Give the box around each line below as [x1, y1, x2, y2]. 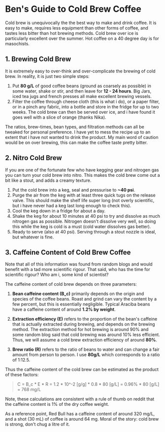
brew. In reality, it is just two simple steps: [5, 73, 90, 79]
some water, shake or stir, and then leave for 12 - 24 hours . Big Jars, [12, 88, 152, 94]
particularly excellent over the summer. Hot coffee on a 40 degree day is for [5, 35, 159, 41]
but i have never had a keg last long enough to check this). [12, 202, 132, 208]
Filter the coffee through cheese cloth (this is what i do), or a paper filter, [12, 99, 160, 104]
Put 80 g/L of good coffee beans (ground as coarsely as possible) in [12, 83, 152, 89]
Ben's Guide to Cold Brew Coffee [5, 3, 141, 15]
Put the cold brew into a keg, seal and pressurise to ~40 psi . [12, 187, 135, 193]
